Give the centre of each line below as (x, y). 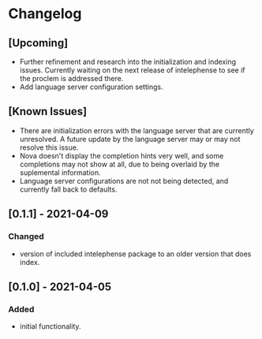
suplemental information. (60, 172)
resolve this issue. (49, 147)
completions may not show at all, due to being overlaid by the (119, 164)
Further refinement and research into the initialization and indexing (128, 61)
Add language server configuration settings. (91, 87)
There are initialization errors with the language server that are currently (137, 130)
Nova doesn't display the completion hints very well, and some (122, 155)
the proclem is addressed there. (71, 78)
